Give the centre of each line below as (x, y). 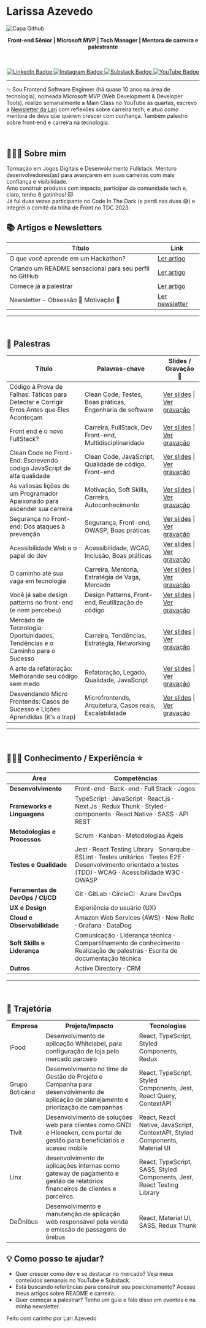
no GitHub (24, 276)
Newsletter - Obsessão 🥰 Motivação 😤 (65, 300)
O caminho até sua (36, 574)
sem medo (25, 684)
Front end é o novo (36, 431)
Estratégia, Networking (118, 643)
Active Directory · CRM (108, 969)
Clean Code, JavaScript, (120, 457)
